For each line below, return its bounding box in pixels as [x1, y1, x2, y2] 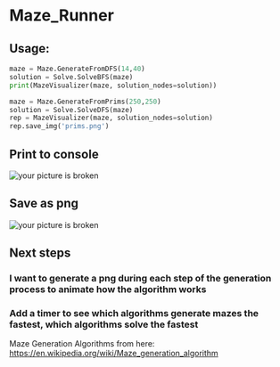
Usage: [9, 41, 51, 56]
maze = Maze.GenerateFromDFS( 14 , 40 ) [9, 64, 145, 73]
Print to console [9, 146, 100, 161]
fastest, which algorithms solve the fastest [9, 318, 199, 330]
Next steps [9, 246, 71, 261]
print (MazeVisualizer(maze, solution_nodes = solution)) [9, 81, 218, 90]
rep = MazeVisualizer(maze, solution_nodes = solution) [9, 113, 214, 123]
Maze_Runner [9, 5, 114, 26]
